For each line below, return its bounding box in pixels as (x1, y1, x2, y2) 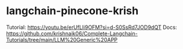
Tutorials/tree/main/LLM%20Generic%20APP (6, 36, 118, 43)
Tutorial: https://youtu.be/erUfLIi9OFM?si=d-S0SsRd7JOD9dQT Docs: (6, 24, 177, 31)
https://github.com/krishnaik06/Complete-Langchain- (6, 30, 138, 37)
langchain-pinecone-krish (6, 4, 138, 18)
